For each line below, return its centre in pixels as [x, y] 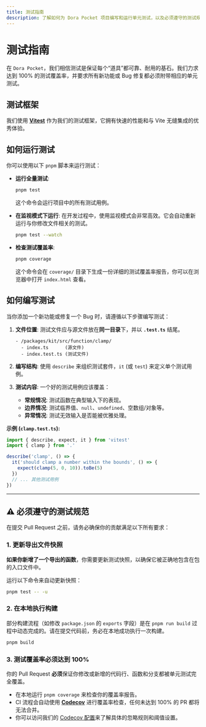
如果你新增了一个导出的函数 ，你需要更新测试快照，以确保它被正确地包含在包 [103, 560]
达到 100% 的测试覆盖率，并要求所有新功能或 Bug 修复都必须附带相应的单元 [102, 76]
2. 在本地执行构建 [32, 609]
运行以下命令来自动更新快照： [44, 580]
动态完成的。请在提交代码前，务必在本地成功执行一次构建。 [92, 631]
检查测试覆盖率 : [35, 247]
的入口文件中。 [25, 567]
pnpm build [20, 642]
